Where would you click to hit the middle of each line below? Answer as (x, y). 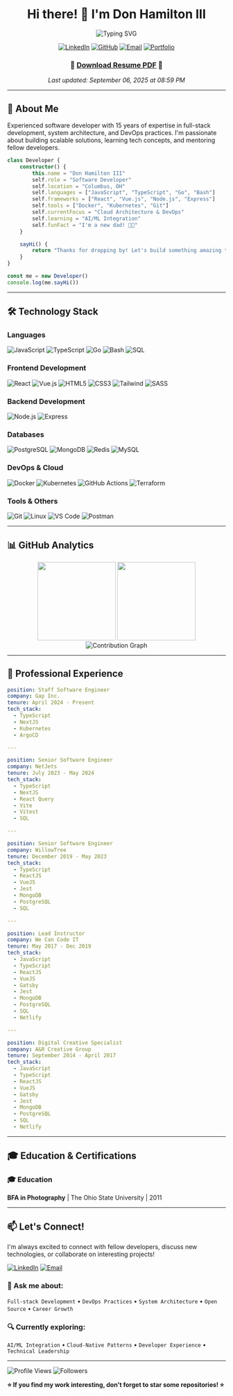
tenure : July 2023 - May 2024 (51, 773)
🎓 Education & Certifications (72, 1156)
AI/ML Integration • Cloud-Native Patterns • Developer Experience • (107, 1345)
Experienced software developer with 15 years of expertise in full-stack (109, 125)
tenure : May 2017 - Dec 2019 (49, 946)
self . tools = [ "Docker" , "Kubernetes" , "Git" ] (101, 206)
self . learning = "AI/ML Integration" (86, 219)
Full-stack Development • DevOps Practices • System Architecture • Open (112, 1301)
